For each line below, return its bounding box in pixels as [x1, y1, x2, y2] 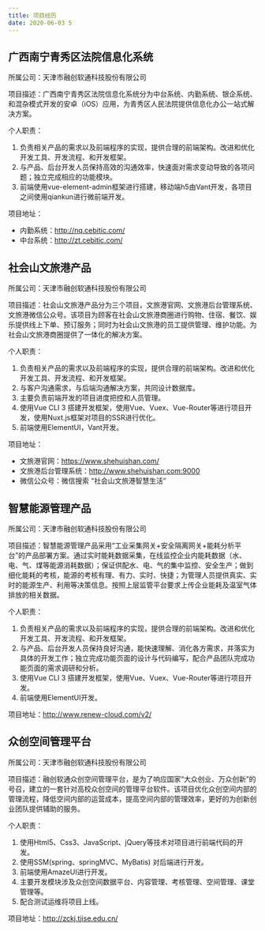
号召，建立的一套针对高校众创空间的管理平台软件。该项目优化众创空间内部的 [8, 784, 257, 793]
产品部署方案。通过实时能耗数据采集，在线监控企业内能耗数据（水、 [24, 550, 247, 560]
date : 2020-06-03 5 [8, 19, 73, 27]
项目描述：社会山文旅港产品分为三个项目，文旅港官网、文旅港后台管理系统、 [8, 300, 257, 310]
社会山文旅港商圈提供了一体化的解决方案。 [8, 330, 147, 340]
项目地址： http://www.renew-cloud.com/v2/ [8, 709, 152, 719]
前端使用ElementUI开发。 [19, 692, 103, 702]
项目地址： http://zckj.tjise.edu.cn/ [8, 914, 118, 923]
